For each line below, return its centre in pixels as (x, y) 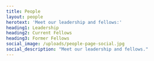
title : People (24, 11)
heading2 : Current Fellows (39, 33)
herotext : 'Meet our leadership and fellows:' (64, 22)
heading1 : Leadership (33, 28)
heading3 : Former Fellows (38, 38)
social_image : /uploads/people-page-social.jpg (66, 44)
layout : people (25, 17)
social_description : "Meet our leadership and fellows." (77, 49)
